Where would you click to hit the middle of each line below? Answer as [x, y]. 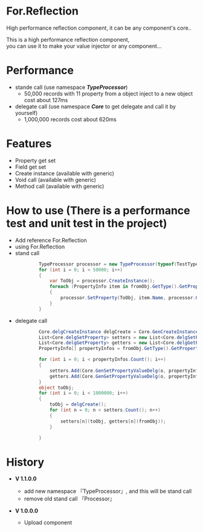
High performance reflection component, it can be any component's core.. [99, 28]
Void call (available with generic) [56, 180]
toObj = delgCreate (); [78, 404]
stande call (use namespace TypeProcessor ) [71, 87]
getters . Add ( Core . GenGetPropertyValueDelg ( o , [108, 376]
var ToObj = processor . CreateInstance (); [102, 281]
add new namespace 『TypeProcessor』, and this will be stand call [108, 491]
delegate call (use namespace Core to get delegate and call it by [95, 106]
